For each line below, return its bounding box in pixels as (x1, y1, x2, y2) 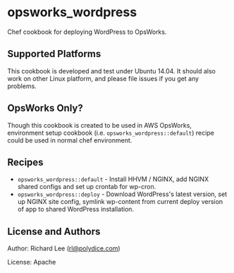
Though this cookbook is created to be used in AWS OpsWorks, (7, 121, 192, 129)
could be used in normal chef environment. (7, 135, 133, 145)
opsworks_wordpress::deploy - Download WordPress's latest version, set (17, 190, 228, 198)
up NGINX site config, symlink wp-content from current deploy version (17, 198, 223, 206)
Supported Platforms (7, 48, 101, 60)
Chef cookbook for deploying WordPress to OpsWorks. (7, 28, 167, 36)
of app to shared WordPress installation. (17, 205, 135, 214)
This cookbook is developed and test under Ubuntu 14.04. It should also (7, 66, 216, 75)
